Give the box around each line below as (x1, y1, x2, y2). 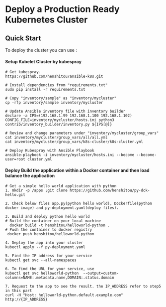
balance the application (5, 172, 55, 178)
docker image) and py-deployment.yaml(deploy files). (5, 205, 119, 210)
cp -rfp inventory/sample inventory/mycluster (5, 100, 103, 105)
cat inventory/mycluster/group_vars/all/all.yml (5, 135, 108, 140)
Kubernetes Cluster (5, 14, 88, 25)
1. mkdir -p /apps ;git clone (5, 188, 68, 193)
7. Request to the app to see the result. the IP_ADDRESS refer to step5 (5, 284, 162, 289)
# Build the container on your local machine (5, 218, 101, 224)
